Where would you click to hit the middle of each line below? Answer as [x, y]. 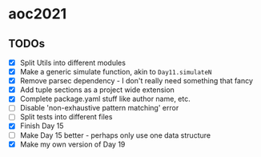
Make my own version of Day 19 [72, 144]
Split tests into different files [66, 117]
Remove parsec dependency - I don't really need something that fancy [137, 81]
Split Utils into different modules [73, 62]
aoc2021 [38, 14]
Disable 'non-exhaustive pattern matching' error [99, 108]
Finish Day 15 [42, 126]
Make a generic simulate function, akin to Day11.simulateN [116, 72]
